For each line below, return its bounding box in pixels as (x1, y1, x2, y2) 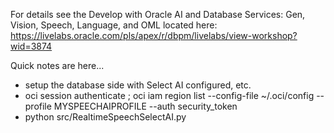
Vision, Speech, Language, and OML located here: (10, 19, 218, 31)
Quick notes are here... (10, 60, 105, 71)
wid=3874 (10, 40, 53, 52)
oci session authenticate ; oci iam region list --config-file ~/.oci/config (24, 90, 315, 101)
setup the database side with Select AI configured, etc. (24, 79, 252, 91)
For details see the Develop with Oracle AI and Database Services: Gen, (10, 9, 306, 20)
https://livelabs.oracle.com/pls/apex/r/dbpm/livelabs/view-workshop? (10, 30, 298, 41)
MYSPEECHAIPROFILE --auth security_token (53, 100, 238, 112)
